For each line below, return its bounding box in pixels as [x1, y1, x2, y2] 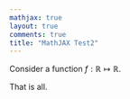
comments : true [9, 30, 67, 39]
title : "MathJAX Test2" [9, 38, 99, 48]
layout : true [9, 22, 59, 31]
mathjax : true [9, 13, 63, 22]
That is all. [9, 82, 48, 93]
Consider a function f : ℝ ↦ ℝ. [9, 64, 122, 75]
